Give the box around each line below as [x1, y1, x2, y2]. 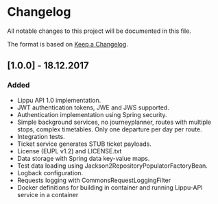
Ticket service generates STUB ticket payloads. [16, 140, 152, 148]
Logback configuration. [16, 168, 84, 177]
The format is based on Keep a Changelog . [7, 40, 128, 48]
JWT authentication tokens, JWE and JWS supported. [16, 103, 169, 112]
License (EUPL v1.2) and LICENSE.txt [16, 146, 122, 155]
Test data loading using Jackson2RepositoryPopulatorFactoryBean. [16, 162, 208, 170]
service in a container [16, 190, 79, 199]
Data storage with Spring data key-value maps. [16, 154, 150, 162]
